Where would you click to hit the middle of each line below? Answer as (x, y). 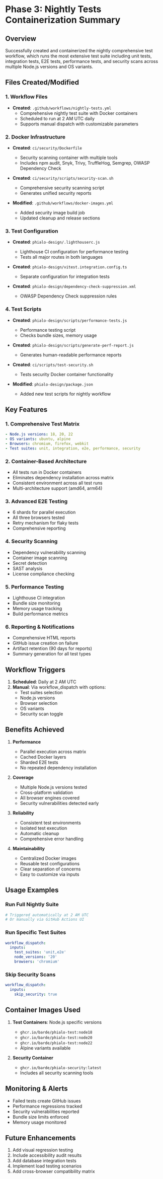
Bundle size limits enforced (40, 1117)
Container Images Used (43, 1010)
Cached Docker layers (43, 757)
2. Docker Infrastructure (35, 137)
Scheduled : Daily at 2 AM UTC (44, 682)
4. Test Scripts (23, 309)
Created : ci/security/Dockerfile (47, 148)
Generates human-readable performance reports (71, 355)
